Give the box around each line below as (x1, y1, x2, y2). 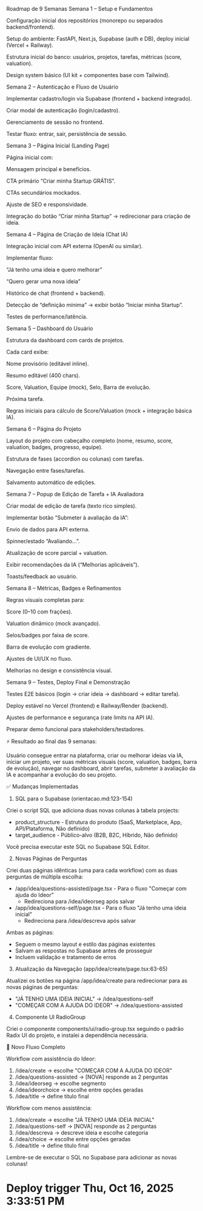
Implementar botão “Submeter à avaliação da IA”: (6, 514, 129, 521)
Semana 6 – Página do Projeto (6, 425, 82, 433)
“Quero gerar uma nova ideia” (6, 278, 81, 285)
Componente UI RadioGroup (15, 1013, 86, 1020)
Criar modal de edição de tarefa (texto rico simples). (6, 502, 137, 509)
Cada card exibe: (6, 348, 49, 356)
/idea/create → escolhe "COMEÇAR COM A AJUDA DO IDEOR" (15, 1067, 173, 1074)
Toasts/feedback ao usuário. (6, 573, 78, 580)
